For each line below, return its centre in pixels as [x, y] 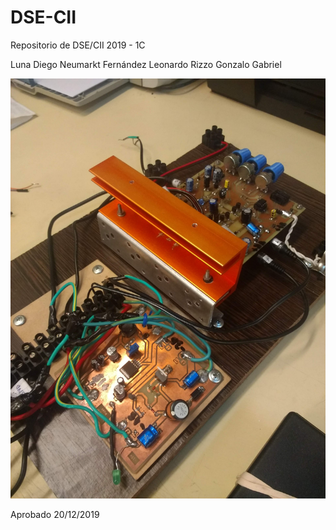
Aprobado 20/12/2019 [55, 514]
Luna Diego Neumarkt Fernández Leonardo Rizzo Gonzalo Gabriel [146, 64]
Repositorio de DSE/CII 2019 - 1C [78, 45]
